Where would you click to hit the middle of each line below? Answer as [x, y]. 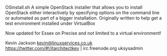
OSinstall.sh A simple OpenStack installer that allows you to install [74, 7]
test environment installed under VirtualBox [50, 23]
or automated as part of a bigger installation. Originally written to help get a [83, 18]
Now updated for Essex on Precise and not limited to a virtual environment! [83, 33]
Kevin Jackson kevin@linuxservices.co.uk [49, 43]
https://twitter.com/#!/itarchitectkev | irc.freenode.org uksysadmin [74, 48]
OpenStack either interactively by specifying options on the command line [82, 13]
